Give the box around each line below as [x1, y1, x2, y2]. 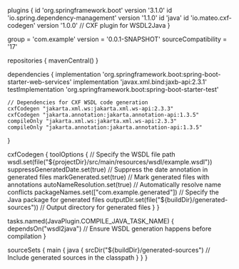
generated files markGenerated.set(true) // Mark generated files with [7, 173, 210, 181]
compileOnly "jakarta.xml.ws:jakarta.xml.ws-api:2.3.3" [7, 117, 177, 125]
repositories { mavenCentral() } [7, 56, 98, 65]
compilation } [7, 232, 46, 241]
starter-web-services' [7, 78, 72, 86]
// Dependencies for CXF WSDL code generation [7, 99, 148, 106]
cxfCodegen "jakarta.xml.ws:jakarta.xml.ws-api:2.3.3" [7, 105, 174, 112]
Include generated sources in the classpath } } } [7, 253, 148, 262]
